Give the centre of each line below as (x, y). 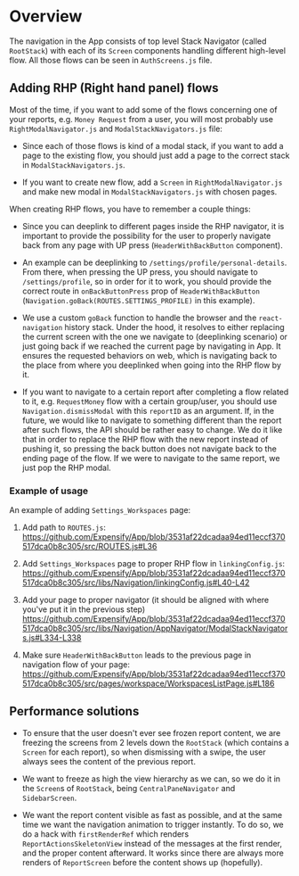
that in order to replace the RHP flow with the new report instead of (145, 439)
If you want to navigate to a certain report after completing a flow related (155, 392)
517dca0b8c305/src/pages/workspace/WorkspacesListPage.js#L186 (148, 683)
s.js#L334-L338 (52, 638)
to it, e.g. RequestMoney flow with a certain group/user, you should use (149, 401)
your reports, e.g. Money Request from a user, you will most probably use (141, 119)
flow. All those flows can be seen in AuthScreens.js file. (111, 60)
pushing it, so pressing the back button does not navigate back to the (149, 449)
